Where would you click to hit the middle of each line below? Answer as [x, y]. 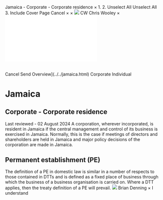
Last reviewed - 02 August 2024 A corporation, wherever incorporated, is [79, 124]
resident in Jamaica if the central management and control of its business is [81, 129]
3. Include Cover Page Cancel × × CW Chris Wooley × [62, 13]
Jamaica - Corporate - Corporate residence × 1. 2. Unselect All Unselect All [81, 7]
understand [17, 193]
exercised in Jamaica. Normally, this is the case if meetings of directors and [81, 134]
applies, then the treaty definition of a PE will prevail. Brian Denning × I [79, 188]
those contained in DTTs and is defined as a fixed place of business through [82, 177]
